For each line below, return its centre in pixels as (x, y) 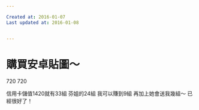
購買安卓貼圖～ (43, 64)
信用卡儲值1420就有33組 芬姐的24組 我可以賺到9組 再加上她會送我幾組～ (96, 94)
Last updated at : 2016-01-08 (43, 22)
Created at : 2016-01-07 (36, 17)
